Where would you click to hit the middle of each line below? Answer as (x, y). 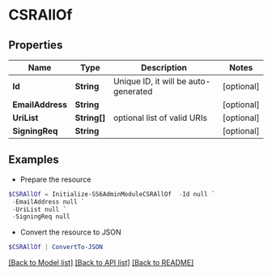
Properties (36, 45)
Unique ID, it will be (150, 81)
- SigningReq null (41, 217)
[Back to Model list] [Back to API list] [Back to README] (101, 263)
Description (164, 68)
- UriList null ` (39, 209)
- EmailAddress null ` (48, 202)
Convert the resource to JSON (70, 232)
